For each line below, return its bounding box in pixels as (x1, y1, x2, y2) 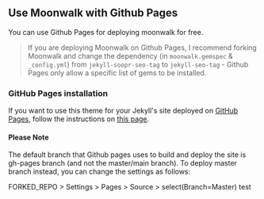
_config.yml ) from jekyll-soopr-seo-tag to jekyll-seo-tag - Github (27, 59, 249, 69)
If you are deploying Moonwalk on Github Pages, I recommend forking (27, 43, 258, 52)
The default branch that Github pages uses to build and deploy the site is (8, 150, 247, 159)
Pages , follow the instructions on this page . (8, 114, 150, 124)
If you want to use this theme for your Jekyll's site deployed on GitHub (8, 106, 239, 116)
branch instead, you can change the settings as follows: (8, 166, 191, 177)
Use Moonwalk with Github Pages (8, 6, 178, 20)
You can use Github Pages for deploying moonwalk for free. (8, 27, 204, 36)
